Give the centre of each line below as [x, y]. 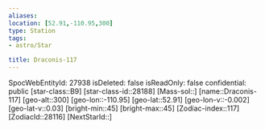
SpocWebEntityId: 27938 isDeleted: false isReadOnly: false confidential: [128, 83]
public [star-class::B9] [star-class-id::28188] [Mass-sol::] [103, 91]
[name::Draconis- [228, 91]
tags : [17, 38]
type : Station [32, 30]
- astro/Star [30, 46]
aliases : [23, 16]
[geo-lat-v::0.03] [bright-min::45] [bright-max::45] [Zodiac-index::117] [124, 108]
